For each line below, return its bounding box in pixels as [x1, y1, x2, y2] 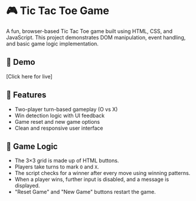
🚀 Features [6, 90, 47, 100]
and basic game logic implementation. [6, 40, 99, 47]
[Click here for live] [6, 73, 53, 80]
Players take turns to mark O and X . [14, 163, 99, 170]
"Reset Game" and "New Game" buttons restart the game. [14, 189, 156, 196]
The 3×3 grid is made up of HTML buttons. [14, 157, 119, 164]
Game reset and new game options [14, 118, 100, 125]
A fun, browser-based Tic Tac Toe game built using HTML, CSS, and [6, 27, 173, 35]
